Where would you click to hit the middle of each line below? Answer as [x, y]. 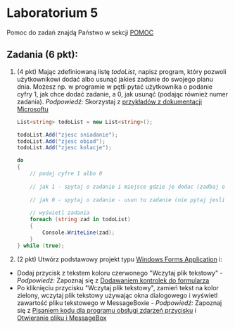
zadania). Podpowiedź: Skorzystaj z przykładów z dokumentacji [109, 101]
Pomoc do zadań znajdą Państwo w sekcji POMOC [80, 32]
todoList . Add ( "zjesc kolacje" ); [64, 148]
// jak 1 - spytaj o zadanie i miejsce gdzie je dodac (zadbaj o [128, 187]
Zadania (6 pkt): [43, 55]
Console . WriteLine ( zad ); [79, 232]
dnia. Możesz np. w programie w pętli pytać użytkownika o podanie [114, 87]
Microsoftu [32, 109]
